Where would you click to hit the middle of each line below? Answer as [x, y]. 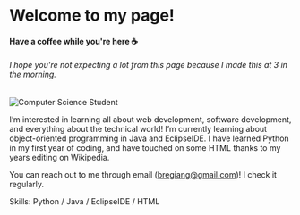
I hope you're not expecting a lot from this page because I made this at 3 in [149, 65]
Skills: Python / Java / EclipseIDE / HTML [85, 201]
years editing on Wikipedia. [60, 157]
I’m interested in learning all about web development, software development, [150, 119]
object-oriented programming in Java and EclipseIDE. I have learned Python [149, 138]
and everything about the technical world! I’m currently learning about [138, 128]
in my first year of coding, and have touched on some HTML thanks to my [145, 147]
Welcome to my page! [92, 16]
